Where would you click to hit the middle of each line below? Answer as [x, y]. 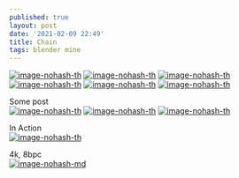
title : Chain [33, 42]
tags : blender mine [45, 50]
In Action [26, 128]
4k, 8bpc [26, 154]
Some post [29, 101]
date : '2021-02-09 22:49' [57, 33]
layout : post [33, 26]
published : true [39, 17]
